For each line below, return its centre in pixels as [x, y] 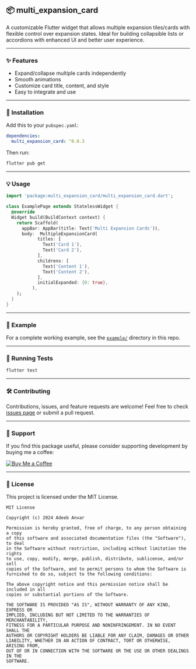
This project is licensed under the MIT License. [62, 497]
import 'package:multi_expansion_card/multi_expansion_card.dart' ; [90, 196]
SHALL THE [18, 631]
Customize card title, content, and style [62, 86]
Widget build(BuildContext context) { [59, 217]
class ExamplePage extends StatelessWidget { [62, 207]
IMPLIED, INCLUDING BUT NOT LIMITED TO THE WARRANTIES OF [78, 615]
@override [23, 212]
